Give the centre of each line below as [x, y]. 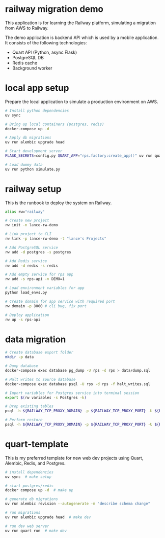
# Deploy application [27, 315]
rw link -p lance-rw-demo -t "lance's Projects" [56, 239]
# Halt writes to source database [41, 379]
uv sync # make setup [28, 477]
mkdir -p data [20, 357]
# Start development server [34, 151]
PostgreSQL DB [28, 57]
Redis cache [25, 63]
